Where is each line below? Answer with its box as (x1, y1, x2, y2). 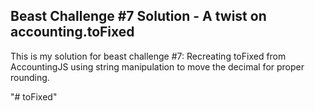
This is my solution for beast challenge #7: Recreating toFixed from (10, 50, 287, 62)
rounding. (10, 71, 50, 83)
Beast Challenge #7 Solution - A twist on (10, 8, 267, 25)
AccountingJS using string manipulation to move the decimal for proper (10, 60, 305, 73)
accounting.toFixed (10, 24, 135, 41)
